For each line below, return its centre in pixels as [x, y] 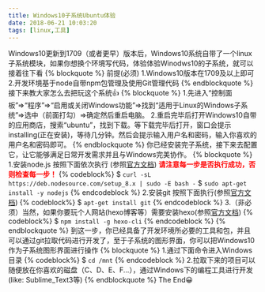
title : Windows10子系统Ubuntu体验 [62, 15]
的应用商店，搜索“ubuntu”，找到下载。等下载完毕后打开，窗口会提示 [120, 125]
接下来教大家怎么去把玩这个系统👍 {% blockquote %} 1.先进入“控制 [117, 93]
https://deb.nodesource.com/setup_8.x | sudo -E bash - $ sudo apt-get [128, 183]
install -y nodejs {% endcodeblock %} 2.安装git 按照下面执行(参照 [119, 193]
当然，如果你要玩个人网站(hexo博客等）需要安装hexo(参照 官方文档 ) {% [137, 212]
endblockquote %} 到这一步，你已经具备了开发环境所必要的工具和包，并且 [130, 230]
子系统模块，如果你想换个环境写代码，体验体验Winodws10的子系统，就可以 [131, 63]
